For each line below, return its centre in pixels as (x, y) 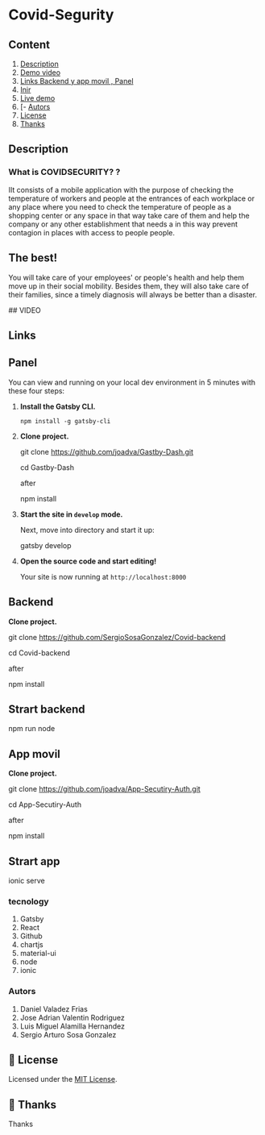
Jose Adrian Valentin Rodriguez (72, 1017)
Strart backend (47, 709)
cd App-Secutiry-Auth (45, 804)
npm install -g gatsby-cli (65, 421)
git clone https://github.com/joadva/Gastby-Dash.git (107, 451)
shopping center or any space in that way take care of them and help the (129, 215)
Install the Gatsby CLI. (58, 406)
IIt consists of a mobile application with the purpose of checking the (121, 189)
